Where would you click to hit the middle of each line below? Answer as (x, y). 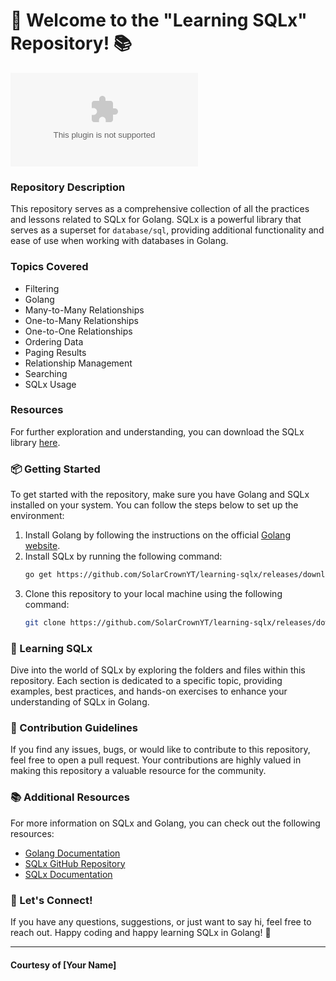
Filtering (42, 288)
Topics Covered (49, 267)
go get (38, 575)
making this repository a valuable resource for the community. (138, 771)
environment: (37, 516)
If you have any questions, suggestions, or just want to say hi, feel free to (161, 922)
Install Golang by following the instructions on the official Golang (157, 535)
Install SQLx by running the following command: (123, 556)
